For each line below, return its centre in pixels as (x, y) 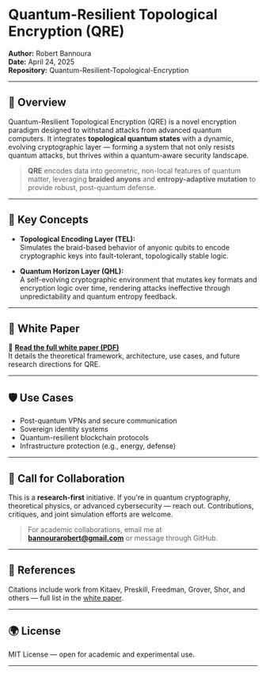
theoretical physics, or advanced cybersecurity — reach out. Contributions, (131, 506)
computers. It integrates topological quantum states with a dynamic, (121, 138)
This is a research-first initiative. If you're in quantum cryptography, (120, 497)
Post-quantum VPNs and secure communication (98, 421)
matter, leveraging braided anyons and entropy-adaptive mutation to (142, 179)
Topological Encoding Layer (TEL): (78, 238)
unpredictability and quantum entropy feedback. (99, 296)
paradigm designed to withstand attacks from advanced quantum (115, 130)
